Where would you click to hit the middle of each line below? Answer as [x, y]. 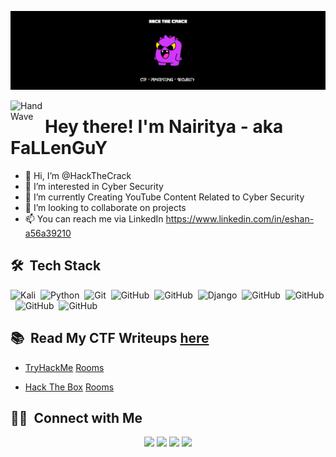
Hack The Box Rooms [69, 387]
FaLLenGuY [59, 148]
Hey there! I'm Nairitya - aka [164, 127]
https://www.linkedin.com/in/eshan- [240, 218]
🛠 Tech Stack [56, 266]
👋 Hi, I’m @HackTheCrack [78, 175]
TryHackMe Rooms [64, 367]
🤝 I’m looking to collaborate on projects [105, 207]
